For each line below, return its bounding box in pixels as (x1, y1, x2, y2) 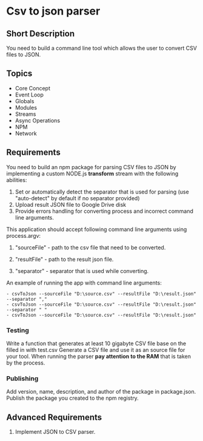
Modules (15, 104, 38, 111)
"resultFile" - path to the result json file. (15, 255, 114, 263)
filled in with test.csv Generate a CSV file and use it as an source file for (6, 346, 185, 353)
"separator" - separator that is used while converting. (15, 267, 149, 274)
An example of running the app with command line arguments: (6, 279, 162, 286)
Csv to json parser (6, 4, 101, 18)
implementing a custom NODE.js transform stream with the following (6, 170, 179, 177)
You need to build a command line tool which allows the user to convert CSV (6, 44, 197, 52)
